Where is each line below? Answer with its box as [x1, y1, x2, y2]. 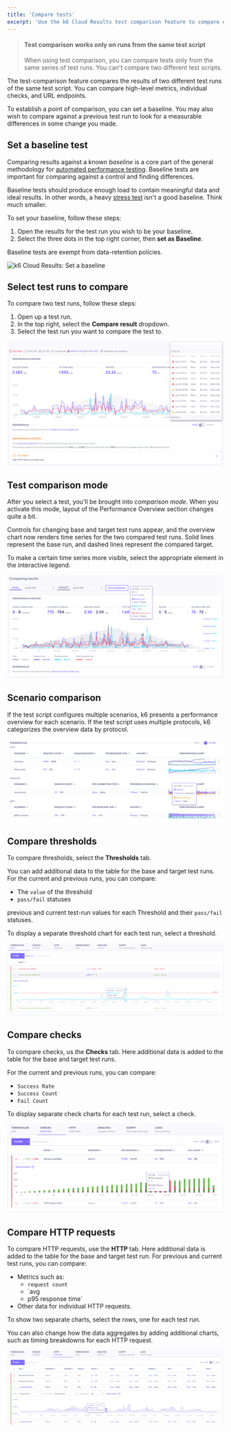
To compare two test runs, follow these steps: [7, 299, 137, 308]
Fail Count [16, 1097, 49, 1104]
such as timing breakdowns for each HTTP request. [7, 1335, 153, 1344]
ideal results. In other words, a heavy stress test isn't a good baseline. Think [7, 193, 223, 201]
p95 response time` [27, 1294, 83, 1303]
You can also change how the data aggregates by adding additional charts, [7, 1329, 219, 1337]
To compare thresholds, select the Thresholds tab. [7, 854, 152, 862]
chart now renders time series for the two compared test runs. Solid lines [7, 533, 214, 541]
